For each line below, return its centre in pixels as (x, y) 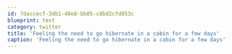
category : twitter (34, 27)
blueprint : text (31, 20)
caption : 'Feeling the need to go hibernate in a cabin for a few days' (117, 40)
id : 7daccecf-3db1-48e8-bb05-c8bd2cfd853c (71, 14)
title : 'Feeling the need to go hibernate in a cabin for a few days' (114, 33)
